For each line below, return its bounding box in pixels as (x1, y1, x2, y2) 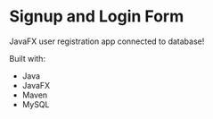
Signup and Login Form (9, 6, 184, 27)
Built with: (9, 53, 46, 64)
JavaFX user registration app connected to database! (9, 36, 205, 47)
